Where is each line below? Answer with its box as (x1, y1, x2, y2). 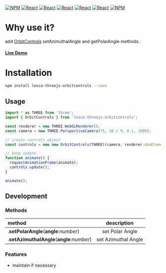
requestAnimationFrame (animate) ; (9, 160, 79, 165)
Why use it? (5, 22, 55, 33)
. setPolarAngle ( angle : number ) (7, 228, 80, 235)
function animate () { (5, 156, 50, 161)
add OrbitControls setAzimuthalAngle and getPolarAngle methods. (5, 38, 140, 44)
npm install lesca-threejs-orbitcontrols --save (5, 83, 107, 89)
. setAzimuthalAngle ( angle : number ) (7, 236, 92, 243)
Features (5, 251, 27, 258)
